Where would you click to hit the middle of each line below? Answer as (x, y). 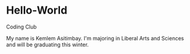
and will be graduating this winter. (47, 45)
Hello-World (37, 10)
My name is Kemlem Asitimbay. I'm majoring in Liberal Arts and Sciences (95, 38)
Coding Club (21, 27)
